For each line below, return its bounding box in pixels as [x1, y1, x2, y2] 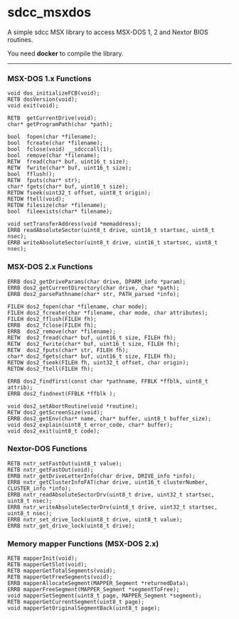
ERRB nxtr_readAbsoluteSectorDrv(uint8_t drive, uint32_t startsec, [7, 491, 215, 498]
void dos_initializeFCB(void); [7, 90, 100, 97]
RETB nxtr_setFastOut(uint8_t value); [7, 460, 122, 467]
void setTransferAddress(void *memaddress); [7, 221, 142, 228]
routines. [7, 35, 33, 43]
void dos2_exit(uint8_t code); [7, 428, 100, 435]
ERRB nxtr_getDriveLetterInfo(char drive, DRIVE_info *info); [7, 472, 196, 480]
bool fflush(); [7, 171, 55, 178]
